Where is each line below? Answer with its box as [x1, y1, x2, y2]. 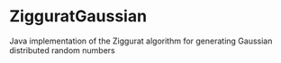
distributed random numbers [9, 44, 115, 55]
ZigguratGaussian [9, 6, 147, 27]
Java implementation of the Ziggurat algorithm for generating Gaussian [9, 35, 273, 46]
